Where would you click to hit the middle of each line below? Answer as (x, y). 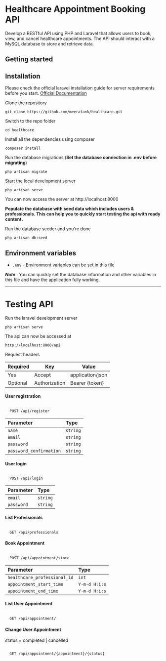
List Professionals (24, 517)
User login (16, 463)
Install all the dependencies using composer (50, 139)
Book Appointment (25, 543)
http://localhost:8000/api (33, 345)
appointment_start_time (36, 584)
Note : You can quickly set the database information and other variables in (81, 274)
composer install (23, 148)
